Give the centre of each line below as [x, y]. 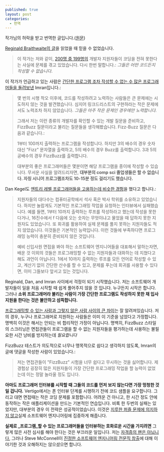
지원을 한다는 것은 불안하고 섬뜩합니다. [41, 300]
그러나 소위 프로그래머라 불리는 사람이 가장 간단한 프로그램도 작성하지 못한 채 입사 [82, 294]
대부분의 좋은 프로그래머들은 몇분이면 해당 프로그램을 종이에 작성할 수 [83, 166]
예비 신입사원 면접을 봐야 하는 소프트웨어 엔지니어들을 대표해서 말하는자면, [88, 247]
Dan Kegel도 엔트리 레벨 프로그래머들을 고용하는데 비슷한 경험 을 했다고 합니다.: [81, 189]
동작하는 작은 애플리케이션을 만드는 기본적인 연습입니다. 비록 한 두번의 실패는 [78, 403]
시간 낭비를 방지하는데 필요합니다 [46, 335]
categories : [17, 19]
